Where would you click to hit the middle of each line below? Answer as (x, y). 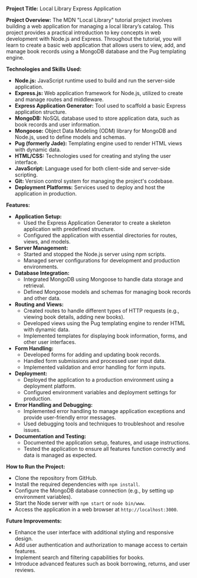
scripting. (26, 175)
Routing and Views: (39, 304)
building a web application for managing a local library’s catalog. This (90, 26)
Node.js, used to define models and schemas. (70, 137)
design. (24, 538)
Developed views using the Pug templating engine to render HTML (104, 323)
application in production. (46, 194)
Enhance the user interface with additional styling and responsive (94, 532)
